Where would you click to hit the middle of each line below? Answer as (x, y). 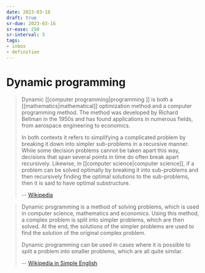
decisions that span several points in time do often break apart (100, 156)
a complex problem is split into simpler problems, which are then (103, 220)
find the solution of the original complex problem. (83, 233)
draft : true (21, 18)
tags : (13, 40)
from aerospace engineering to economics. (76, 125)
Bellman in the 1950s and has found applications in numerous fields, (107, 119)
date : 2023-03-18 (28, 12)
